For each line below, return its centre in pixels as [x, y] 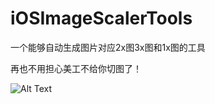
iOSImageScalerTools [101, 18]
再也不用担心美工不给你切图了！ [76, 68]
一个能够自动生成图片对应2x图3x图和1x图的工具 [108, 47]
